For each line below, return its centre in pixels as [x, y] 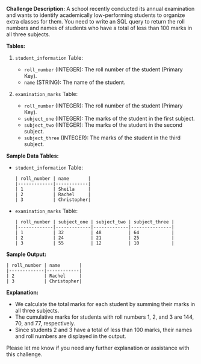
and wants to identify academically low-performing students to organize [96, 15]
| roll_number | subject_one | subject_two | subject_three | [94, 222]
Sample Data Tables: [32, 156]
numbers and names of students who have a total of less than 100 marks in [99, 28]
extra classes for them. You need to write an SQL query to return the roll [95, 21]
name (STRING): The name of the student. [75, 82]
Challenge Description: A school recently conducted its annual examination [100, 9]
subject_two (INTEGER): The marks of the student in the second [103, 125]
